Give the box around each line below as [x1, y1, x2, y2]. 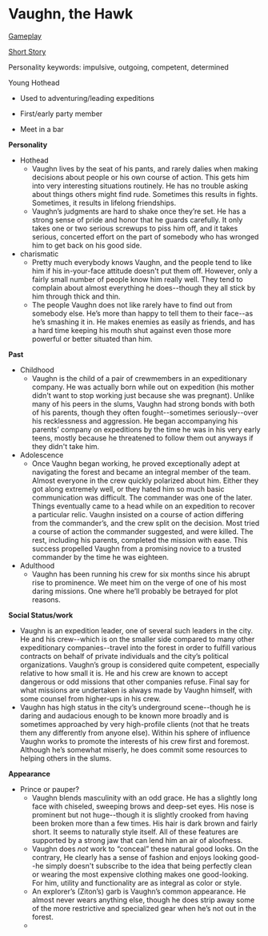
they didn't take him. [31, 441, 100, 451]
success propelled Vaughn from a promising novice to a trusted [31, 544, 242, 553]
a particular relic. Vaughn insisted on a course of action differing [31, 509, 244, 519]
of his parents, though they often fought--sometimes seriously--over [31, 408, 258, 417]
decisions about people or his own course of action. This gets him [31, 172, 250, 182]
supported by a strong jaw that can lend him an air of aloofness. [31, 835, 243, 845]
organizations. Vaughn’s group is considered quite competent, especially [19, 660, 260, 669]
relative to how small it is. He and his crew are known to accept [19, 668, 228, 677]
